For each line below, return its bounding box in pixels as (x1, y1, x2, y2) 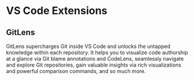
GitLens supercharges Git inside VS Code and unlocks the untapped (6, 43, 171, 50)
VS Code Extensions (6, 4, 108, 18)
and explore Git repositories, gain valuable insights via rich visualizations (6, 61, 182, 68)
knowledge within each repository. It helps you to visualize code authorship (6, 49, 189, 56)
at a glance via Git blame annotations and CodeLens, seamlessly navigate (6, 55, 184, 62)
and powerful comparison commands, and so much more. (6, 68, 147, 74)
